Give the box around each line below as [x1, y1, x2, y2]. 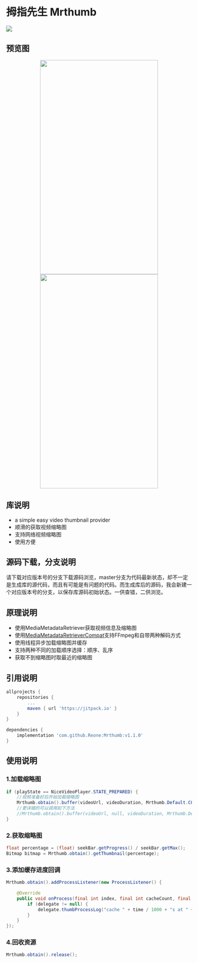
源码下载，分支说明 [6, 557, 76, 567]
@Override [16, 890, 41, 896]
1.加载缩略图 [6, 775, 41, 783]
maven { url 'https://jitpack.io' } [27, 705, 117, 711]
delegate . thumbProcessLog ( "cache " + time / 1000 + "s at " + [37, 906, 194, 913]
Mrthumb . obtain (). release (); [6, 952, 78, 958]
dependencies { [6, 727, 44, 733]
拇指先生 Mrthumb [6, 5, 97, 19]
